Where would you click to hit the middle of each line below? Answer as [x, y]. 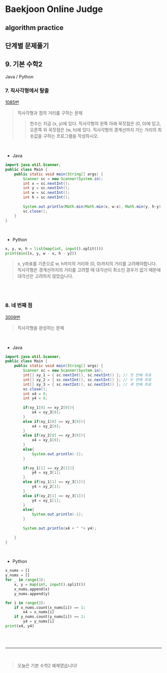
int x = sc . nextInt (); [46, 183]
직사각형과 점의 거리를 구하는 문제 [50, 113]
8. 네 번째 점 [19, 306]
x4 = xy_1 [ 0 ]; [46, 440]
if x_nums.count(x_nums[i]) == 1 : [50, 608]
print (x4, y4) [20, 626]
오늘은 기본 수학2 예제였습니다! [47, 666]
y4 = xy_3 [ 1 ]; [46, 473]
